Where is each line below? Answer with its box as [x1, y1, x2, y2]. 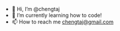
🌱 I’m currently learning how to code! [11, 12, 102, 19]
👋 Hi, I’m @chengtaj [11, 6, 60, 12]
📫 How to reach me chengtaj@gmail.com [11, 18, 114, 25]
